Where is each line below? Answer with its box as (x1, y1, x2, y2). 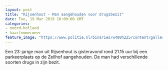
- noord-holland (5, 26, 39, 31)
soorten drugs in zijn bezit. (5, 59, 60, 65)
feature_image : (5, 35, 37, 40)
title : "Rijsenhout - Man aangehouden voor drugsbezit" (5, 12, 124, 17)
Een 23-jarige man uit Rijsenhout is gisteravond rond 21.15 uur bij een (5, 48, 147, 55)
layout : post (5, 7, 32, 12)
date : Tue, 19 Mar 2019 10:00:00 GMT (5, 16, 84, 21)
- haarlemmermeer (5, 30, 41, 35)
